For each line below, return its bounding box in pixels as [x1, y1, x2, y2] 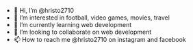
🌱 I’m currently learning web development [13, 21, 132, 28]
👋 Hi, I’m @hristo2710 [13, 7, 74, 14]
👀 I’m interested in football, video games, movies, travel [13, 14, 170, 22]
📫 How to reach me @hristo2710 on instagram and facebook [13, 36, 186, 43]
